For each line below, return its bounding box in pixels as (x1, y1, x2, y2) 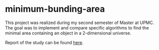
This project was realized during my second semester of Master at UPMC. (5, 20, 155, 25)
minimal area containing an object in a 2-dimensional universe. (5, 30, 132, 36)
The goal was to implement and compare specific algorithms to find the (5, 25, 149, 30)
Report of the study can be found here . (5, 39, 84, 45)
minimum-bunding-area (5, 3, 105, 15)
